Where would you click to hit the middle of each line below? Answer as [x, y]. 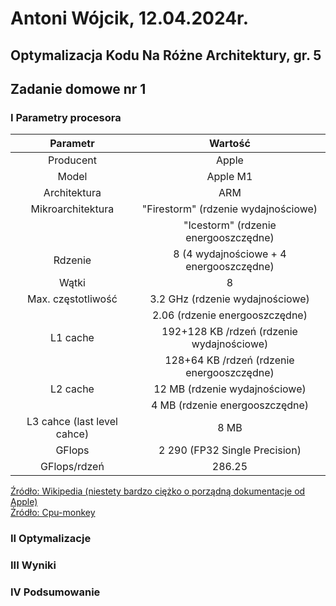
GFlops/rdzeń [72, 467]
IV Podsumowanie [55, 592]
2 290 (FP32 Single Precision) [230, 450]
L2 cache [72, 389]
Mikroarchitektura [72, 209]
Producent [72, 160]
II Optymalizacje [51, 539]
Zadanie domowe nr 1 [78, 88]
